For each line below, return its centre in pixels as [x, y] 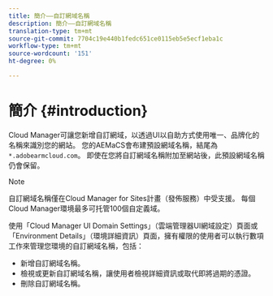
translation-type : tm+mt [50, 31]
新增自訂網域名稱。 [52, 263]
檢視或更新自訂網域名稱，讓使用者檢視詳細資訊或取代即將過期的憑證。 [138, 273]
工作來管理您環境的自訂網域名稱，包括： [76, 246]
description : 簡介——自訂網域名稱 [60, 24]
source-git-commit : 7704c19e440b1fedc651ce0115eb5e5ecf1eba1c [116, 39]
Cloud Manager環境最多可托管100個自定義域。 [87, 208]
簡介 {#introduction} [78, 111]
